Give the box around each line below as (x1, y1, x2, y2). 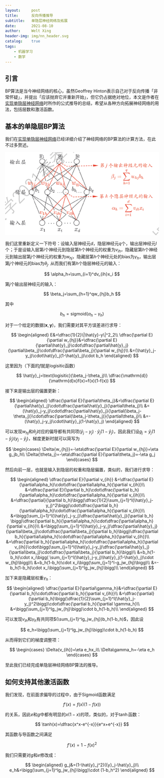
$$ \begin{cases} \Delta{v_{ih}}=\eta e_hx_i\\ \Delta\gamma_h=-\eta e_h (9, 647, 155, 653)
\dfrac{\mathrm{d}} (108, 373, 148, 378)
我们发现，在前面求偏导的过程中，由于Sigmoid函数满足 (5, 692, 116, 698)
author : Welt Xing (5, 28, 51, 34)
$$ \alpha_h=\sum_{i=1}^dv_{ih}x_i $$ (44, 271, 120, 277)
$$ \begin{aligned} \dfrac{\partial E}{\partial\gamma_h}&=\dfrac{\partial (6, 585, 152, 591)
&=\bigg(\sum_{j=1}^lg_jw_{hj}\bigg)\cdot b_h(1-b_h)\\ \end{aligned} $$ (10, 606, 154, 612)
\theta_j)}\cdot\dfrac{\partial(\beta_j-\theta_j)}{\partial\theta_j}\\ (13, 413, 143, 419)
